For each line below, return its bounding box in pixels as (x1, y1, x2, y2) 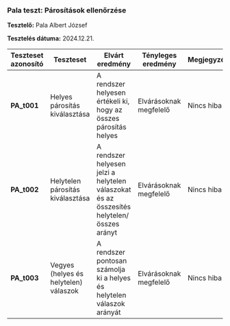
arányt (97, 228, 118, 237)
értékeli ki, (97, 97, 130, 106)
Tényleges (142, 51, 177, 60)
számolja (97, 265, 125, 275)
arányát (97, 307, 121, 317)
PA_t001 (10, 101, 39, 110)
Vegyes (50, 260, 75, 270)
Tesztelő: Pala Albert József (7, 21, 88, 30)
